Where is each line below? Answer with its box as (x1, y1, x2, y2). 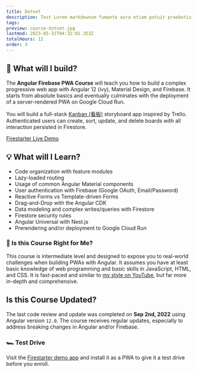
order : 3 (6, 42, 28, 48)
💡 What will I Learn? (6, 152, 81, 162)
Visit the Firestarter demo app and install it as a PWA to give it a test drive (6, 353, 185, 361)
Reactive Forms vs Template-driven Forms (14, 193, 118, 200)
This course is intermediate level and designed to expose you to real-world (6, 252, 189, 259)
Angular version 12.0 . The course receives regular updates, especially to (6, 317, 183, 324)
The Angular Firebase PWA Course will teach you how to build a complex (6, 79, 186, 86)
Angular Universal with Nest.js (14, 218, 89, 225)
